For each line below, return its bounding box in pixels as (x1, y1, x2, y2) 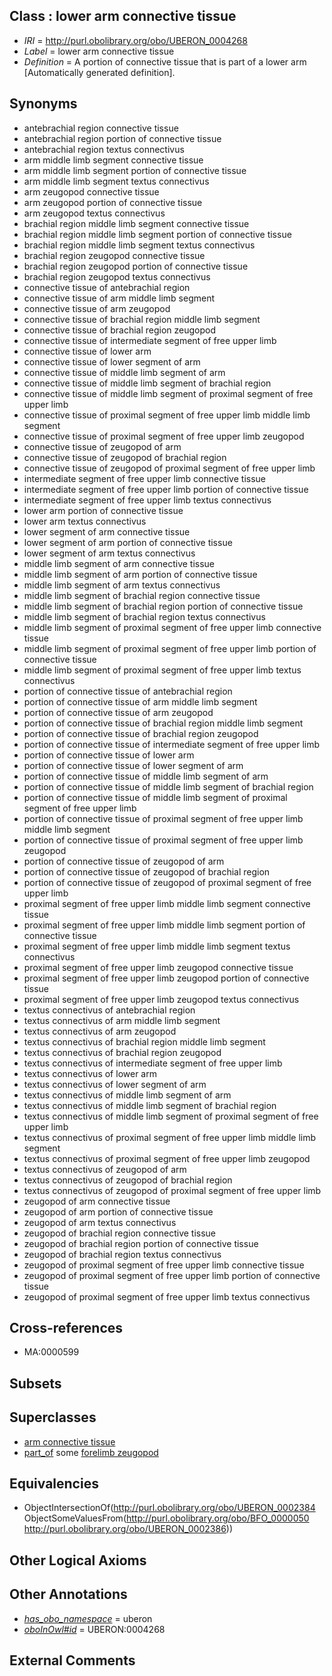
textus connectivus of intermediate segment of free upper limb (23, 1057, 283, 1069)
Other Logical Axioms (9, 1552, 147, 1569)
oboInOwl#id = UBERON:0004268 (23, 1623, 166, 1635)
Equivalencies (9, 1475, 99, 1493)
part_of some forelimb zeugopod (23, 1446, 159, 1458)
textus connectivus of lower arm (23, 1067, 157, 1079)
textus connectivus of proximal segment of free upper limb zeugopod (23, 1152, 311, 1164)
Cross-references (9, 1320, 124, 1337)
